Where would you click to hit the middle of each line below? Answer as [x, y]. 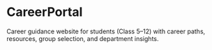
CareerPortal [45, 12]
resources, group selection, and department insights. [83, 38]
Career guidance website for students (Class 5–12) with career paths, [106, 31]
